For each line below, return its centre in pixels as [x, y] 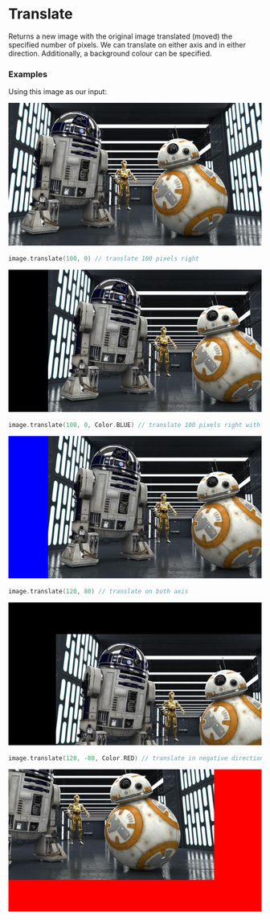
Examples [28, 74]
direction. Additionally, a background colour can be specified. [110, 53]
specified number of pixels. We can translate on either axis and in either [127, 44]
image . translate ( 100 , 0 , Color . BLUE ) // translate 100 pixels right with [135, 425]
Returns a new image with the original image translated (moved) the [121, 36]
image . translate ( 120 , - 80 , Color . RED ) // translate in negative [118, 758]
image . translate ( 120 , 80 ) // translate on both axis [98, 592]
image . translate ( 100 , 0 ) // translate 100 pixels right [104, 258]
